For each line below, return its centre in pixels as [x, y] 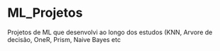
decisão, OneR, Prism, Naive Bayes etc [64, 39]
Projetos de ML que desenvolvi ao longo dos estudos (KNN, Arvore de [110, 32]
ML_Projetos [45, 13]
